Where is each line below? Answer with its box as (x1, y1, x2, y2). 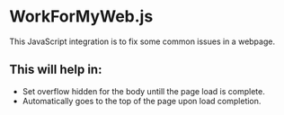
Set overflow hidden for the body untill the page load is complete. (22, 85, 265, 96)
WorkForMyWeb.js (9, 6, 154, 27)
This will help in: (9, 62, 102, 77)
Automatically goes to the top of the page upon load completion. (22, 95, 262, 106)
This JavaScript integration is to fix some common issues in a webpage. (9, 36, 276, 47)
